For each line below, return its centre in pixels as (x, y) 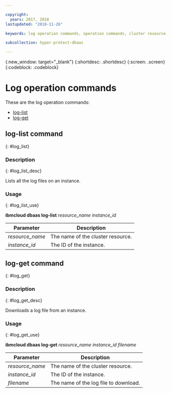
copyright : (17, 14)
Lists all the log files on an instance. (43, 181)
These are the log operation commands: (48, 102)
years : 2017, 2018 (30, 19)
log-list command (34, 134)
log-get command (35, 263)
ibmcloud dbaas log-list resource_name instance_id (61, 215)
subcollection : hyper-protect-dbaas (44, 43)
